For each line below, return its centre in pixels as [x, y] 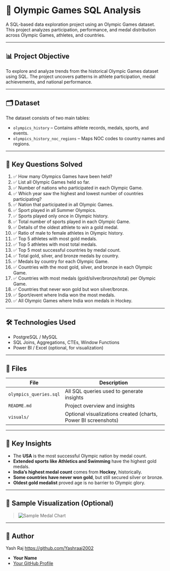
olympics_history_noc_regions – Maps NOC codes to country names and [89, 138]
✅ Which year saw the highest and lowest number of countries [78, 194]
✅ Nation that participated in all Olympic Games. [63, 205]
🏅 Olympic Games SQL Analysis [73, 10]
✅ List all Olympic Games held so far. [51, 182]
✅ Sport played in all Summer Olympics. [54, 210]
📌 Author [20, 536]
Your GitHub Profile [33, 563]
